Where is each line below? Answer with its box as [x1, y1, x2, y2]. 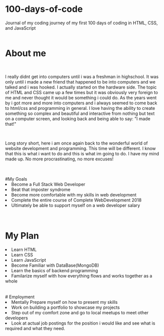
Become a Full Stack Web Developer [11, 181, 85, 187]
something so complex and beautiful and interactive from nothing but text [5, 110, 155, 116]
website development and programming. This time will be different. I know [5, 145, 156, 151]
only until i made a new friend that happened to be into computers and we [5, 79, 156, 85]
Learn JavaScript [11, 257, 46, 263]
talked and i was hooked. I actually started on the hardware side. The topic [5, 84, 157, 90]
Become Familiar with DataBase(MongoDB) [11, 262, 99, 268]
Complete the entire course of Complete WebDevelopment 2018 [11, 197, 142, 203]
